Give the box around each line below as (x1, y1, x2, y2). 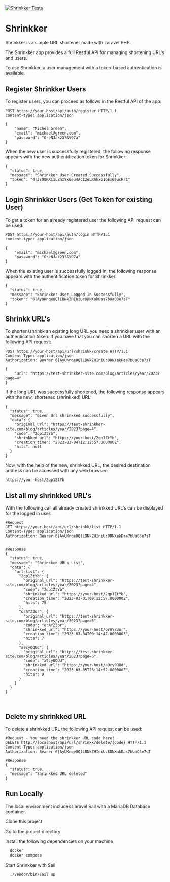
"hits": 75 (23, 600, 47, 606)
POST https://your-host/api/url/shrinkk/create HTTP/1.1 (5, 349, 128, 354)
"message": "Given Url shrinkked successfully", (10, 413, 115, 418)
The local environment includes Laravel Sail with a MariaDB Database (5, 803, 151, 809)
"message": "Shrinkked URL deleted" (10, 771, 87, 777)
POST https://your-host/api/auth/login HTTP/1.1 (5, 232, 110, 237)
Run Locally (5, 790, 43, 798)
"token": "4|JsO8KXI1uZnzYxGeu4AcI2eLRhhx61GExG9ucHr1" (10, 177, 130, 182)
